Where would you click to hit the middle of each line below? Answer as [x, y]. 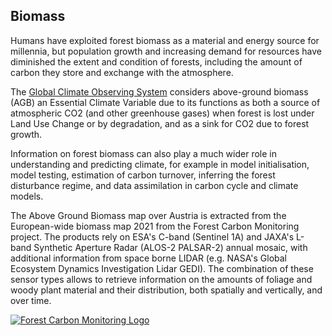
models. [27, 196]
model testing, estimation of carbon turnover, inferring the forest [143, 175]
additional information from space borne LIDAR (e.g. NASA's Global [149, 258]
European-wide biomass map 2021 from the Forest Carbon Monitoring [155, 226]
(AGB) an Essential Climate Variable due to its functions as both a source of [165, 102]
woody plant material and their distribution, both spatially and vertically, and [166, 290]
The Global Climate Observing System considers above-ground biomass [159, 91]
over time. [31, 300]
